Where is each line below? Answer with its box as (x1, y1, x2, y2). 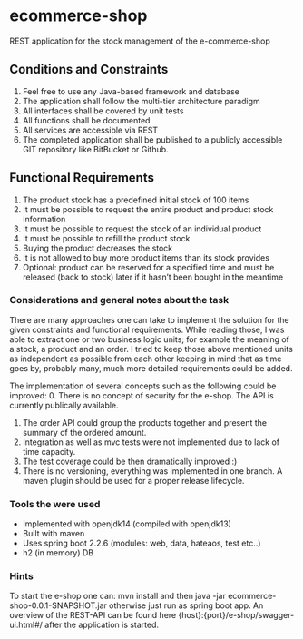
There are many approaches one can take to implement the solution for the (9, 314, 289, 325)
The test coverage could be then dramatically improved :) (22, 456, 238, 467)
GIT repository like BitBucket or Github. (22, 143, 170, 154)
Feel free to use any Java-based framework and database (22, 85, 240, 96)
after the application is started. (44, 619, 160, 631)
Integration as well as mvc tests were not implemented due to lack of (22, 437, 279, 447)
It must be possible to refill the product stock (22, 232, 191, 243)
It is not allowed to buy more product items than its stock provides (22, 251, 270, 263)
